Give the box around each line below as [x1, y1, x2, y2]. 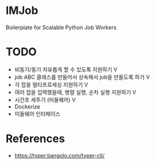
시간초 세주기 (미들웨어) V [14, 96, 76, 103]
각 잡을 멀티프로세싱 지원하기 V [14, 81, 89, 88]
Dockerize [14, 103, 41, 110]
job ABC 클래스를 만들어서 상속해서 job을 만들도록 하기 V [14, 73, 150, 81]
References [5, 132, 65, 146]
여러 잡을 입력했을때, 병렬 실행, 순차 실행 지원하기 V [14, 89, 137, 96]
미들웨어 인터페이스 [14, 110, 61, 117]
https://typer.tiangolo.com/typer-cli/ [14, 152, 105, 159]
